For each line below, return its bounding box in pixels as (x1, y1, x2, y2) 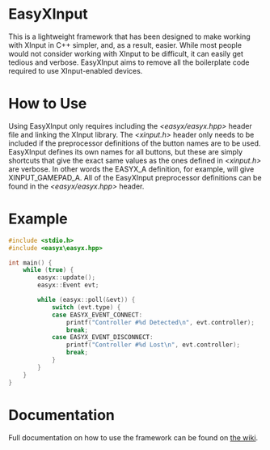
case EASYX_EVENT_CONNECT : (51, 311, 143, 319)
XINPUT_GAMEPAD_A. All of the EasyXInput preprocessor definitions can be (8, 172, 262, 182)
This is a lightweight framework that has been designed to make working (8, 32, 251, 41)
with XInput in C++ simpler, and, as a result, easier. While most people (8, 40, 243, 49)
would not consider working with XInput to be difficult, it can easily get (8, 49, 244, 58)
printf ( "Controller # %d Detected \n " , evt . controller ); (65, 318, 255, 326)
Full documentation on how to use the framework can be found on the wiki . (8, 432, 259, 442)
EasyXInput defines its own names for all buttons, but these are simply (8, 146, 243, 156)
